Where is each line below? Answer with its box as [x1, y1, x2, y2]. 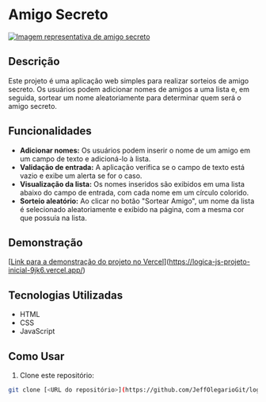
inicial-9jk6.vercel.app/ [8, 265, 83, 275]
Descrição [8, 55, 60, 68]
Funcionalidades [8, 125, 93, 138]
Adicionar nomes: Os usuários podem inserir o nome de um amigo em [19, 145, 251, 155]
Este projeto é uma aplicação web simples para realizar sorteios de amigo [8, 75, 249, 85]
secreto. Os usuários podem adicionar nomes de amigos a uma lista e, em [8, 84, 249, 94]
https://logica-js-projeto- [169, 257, 251, 267]
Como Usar [8, 350, 65, 363]
